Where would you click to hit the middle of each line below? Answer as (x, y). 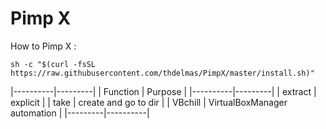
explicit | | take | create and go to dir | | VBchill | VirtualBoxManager (149, 102)
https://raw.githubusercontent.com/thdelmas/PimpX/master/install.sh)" (162, 73)
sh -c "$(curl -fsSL (53, 64)
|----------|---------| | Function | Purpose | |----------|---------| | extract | (163, 91)
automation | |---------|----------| (80, 113)
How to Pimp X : (43, 46)
